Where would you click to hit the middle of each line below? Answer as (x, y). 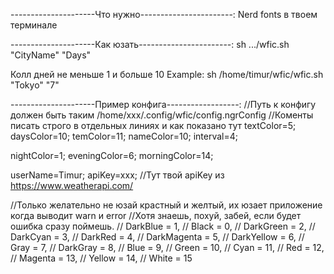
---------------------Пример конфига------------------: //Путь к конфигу (163, 104)
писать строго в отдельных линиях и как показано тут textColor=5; (153, 125)
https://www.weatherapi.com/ (72, 185)
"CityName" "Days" (51, 55)
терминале (34, 25)
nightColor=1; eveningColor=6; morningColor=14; (112, 155)
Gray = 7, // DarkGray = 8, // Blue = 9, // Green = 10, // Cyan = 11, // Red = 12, (167, 247)
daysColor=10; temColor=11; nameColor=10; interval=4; (124, 136)
